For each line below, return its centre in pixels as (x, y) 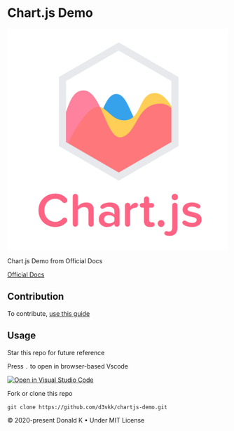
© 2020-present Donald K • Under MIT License (76, 420)
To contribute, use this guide (49, 313)
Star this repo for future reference (56, 352)
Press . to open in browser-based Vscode (68, 366)
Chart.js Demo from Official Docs (55, 260)
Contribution (36, 297)
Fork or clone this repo (40, 393)
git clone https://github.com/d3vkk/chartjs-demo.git (88, 407)
